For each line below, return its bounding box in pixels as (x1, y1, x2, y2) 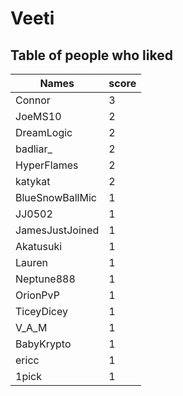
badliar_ (15, 142, 53, 156)
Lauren (15, 256, 49, 269)
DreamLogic (15, 126, 73, 139)
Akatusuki (15, 240, 63, 253)
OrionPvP (15, 288, 60, 302)
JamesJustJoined (15, 223, 100, 237)
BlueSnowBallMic (15, 191, 97, 204)
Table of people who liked (10, 47, 173, 64)
